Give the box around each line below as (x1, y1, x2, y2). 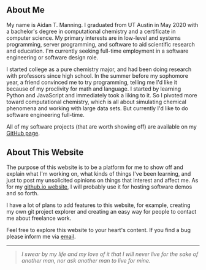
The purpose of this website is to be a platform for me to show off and (6, 163, 184, 171)
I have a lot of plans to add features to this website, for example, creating (6, 201, 191, 209)
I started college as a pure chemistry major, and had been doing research (6, 66, 192, 73)
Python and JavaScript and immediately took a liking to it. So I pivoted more (6, 91, 197, 99)
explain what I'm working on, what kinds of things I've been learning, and (6, 170, 191, 177)
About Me (6, 5, 45, 15)
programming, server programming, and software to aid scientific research (6, 40, 195, 48)
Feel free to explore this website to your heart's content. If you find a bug (6, 226, 191, 233)
